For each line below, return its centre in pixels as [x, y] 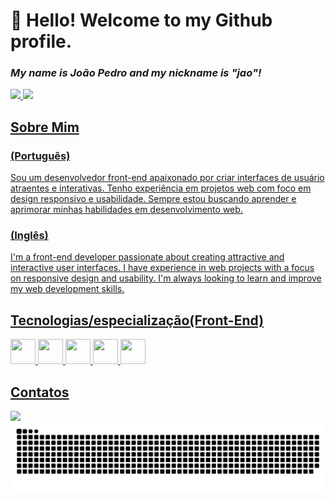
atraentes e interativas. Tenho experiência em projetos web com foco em [161, 188]
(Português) [40, 156]
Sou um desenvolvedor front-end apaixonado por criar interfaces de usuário [167, 178]
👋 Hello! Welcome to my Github [141, 20]
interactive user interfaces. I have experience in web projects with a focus [162, 268]
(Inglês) [29, 236]
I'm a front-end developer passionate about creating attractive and [147, 257]
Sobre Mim [45, 127]
